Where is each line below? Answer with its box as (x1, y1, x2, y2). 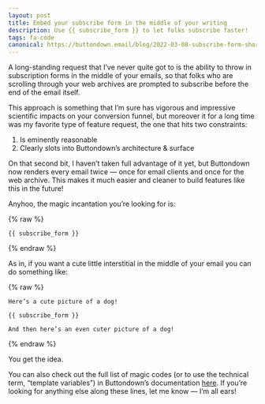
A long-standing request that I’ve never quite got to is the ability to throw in (8, 62, 252, 72)
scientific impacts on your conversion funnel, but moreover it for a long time (8, 111, 255, 121)
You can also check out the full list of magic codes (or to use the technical (8, 370, 249, 380)
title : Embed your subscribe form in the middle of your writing (8, 19, 227, 27)
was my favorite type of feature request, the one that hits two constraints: (8, 120, 248, 129)
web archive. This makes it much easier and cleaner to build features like (8, 175, 245, 185)
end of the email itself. (8, 88, 80, 97)
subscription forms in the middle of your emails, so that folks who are (8, 71, 233, 80)
